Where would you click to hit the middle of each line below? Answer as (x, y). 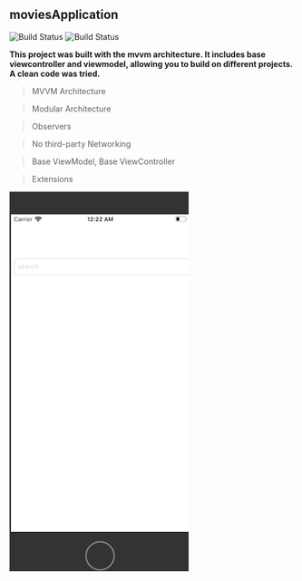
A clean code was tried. (55, 73)
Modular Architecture (71, 109)
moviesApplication (64, 15)
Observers (51, 126)
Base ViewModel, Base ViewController (103, 161)
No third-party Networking (81, 143)
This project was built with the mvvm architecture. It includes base (137, 54)
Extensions (52, 179)
